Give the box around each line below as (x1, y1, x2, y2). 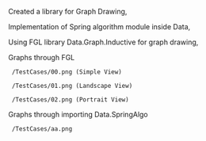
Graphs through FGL (8, 53, 75, 62)
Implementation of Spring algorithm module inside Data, (8, 22, 191, 31)
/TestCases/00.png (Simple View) (11, 68, 123, 76)
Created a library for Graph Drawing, (8, 7, 128, 16)
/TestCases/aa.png (11, 125, 73, 133)
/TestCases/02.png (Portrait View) (11, 96, 129, 104)
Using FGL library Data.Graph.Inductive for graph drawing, (8, 37, 199, 47)
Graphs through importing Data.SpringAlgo (8, 110, 148, 119)
